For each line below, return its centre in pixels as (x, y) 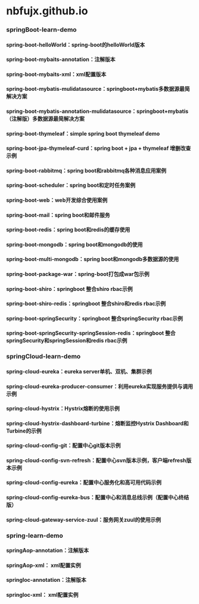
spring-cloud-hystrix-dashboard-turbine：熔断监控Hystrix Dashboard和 (97, 423)
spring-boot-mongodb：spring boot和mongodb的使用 (74, 244)
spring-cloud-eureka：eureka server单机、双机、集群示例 (79, 371)
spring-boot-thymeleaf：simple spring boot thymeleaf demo (83, 133)
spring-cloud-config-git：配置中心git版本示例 (63, 446)
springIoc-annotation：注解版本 (46, 580)
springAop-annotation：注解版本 (48, 550)
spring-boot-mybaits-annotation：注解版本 (61, 59)
